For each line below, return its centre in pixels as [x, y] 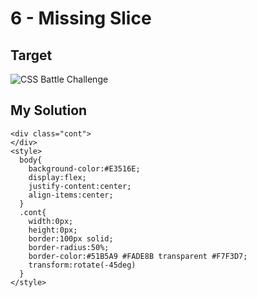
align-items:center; [71, 195]
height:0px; [53, 230]
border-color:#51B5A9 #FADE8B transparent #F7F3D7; [138, 256]
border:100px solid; [71, 238]
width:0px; [51, 221]
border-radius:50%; [69, 247]
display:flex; [57, 177]
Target [31, 55]
